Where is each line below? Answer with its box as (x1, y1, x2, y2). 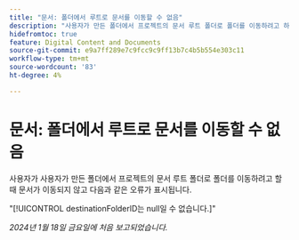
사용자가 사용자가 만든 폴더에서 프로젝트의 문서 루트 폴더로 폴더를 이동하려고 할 (9, 172, 283, 183)
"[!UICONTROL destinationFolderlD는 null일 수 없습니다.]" (9, 203, 216, 213)
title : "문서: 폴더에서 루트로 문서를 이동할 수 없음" (9, 12, 183, 22)
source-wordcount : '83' (9, 63, 98, 72)
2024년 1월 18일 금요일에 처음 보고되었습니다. (9, 221, 168, 232)
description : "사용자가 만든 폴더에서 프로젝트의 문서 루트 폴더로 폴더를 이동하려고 (9, 21, 280, 30)
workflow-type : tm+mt (9, 54, 90, 63)
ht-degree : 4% (9, 71, 62, 80)
